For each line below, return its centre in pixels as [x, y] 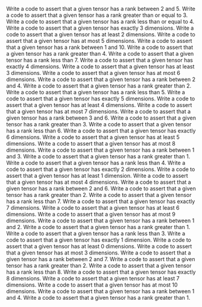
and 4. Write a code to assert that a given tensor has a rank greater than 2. [99, 86]
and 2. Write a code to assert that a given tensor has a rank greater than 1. [98, 227]
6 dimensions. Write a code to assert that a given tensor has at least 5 [93, 137]
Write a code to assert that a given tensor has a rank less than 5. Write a [96, 92]
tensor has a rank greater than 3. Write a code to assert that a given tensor [99, 124]
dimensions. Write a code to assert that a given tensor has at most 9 [91, 214]
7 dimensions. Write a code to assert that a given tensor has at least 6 [93, 208]
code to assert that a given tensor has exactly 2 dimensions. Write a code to [101, 169]
